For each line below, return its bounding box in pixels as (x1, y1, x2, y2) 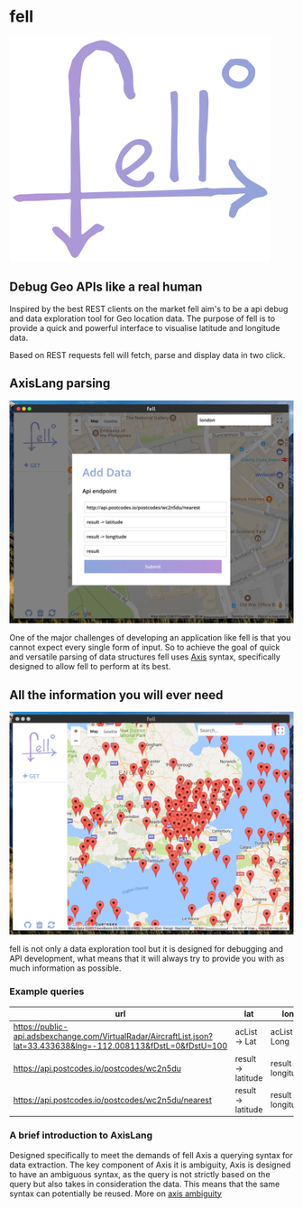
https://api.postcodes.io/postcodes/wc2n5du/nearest (13, 1094, 212, 1105)
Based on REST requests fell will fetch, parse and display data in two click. (9, 349, 286, 360)
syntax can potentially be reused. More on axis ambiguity (9, 1188, 223, 1199)
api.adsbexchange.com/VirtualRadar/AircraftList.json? (13, 1031, 214, 1042)
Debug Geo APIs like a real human (9, 280, 203, 295)
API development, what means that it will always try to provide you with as (9, 954, 285, 964)
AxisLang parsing (9, 376, 111, 392)
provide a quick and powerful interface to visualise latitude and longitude (9, 322, 280, 333)
